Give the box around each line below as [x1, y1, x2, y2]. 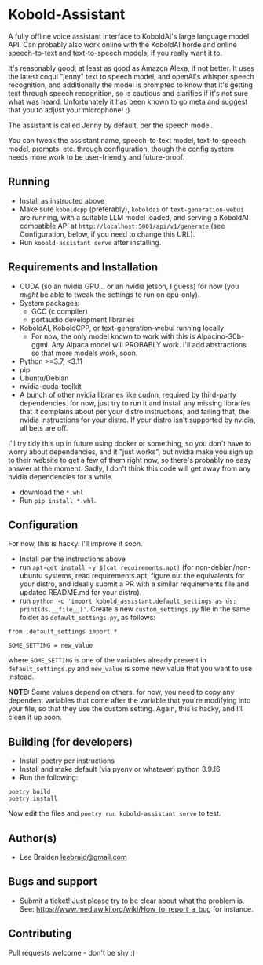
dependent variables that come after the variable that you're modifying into [8, 695, 251, 705]
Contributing [8, 927, 72, 941]
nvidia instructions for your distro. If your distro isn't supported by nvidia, [19, 415, 256, 424]
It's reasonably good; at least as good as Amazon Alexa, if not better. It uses [8, 63, 255, 72]
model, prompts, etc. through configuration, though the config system [8, 144, 234, 153]
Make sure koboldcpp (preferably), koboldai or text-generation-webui [19, 204, 245, 214]
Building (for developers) [8, 735, 133, 748]
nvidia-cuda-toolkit [19, 381, 82, 391]
